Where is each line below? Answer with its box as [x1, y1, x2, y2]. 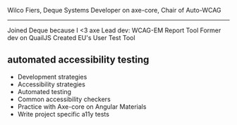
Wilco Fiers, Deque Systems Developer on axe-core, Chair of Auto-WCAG [7, 6, 221, 14]
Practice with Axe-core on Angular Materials [17, 102, 147, 111]
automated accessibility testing [7, 54, 150, 66]
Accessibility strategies [17, 80, 86, 88]
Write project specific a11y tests [17, 110, 109, 118]
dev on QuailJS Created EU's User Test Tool [7, 34, 135, 41]
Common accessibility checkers [17, 95, 111, 103]
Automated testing [17, 87, 72, 96]
